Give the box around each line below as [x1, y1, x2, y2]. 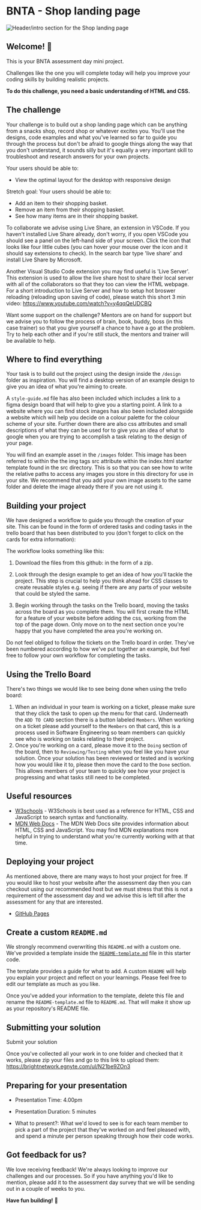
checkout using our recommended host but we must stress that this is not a [6, 885, 193, 893]
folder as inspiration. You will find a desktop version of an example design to [6, 376, 195, 384]
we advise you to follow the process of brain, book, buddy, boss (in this [6, 317, 183, 325]
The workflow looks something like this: [6, 547, 104, 555]
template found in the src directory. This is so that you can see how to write [6, 464, 193, 471]
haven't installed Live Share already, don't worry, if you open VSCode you [6, 230, 189, 237]
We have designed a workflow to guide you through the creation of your [6, 517, 184, 524]
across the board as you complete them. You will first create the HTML [14, 608, 190, 616]
